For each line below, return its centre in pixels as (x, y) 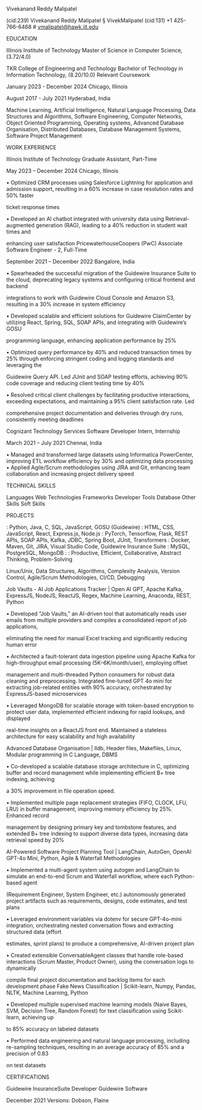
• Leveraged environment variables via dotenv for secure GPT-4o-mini (94, 919)
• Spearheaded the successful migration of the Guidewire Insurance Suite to (101, 273)
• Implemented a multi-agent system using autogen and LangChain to (93, 870)
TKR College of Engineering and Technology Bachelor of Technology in (95, 68)
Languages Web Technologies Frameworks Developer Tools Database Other (101, 497)
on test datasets (26, 1065)
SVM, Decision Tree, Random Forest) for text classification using (87, 1011)
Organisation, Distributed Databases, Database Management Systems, (94, 129)
